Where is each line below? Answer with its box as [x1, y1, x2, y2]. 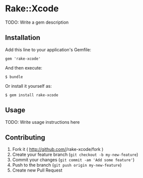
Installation [5, 34, 40, 42]
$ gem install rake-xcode [5, 92, 58, 98]
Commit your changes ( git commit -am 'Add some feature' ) [12, 157, 135, 163]
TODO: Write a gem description [5, 19, 69, 25]
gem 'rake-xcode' [5, 56, 41, 61]
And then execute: [5, 65, 42, 71]
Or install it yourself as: [5, 83, 52, 89]
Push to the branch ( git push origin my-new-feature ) [12, 162, 122, 168]
